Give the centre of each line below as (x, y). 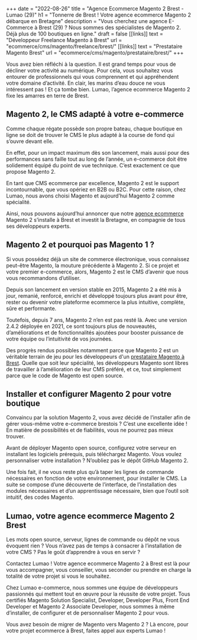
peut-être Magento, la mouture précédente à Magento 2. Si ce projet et (93, 265)
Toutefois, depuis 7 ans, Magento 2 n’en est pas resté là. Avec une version (97, 320)
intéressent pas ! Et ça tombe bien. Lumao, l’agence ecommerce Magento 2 (98, 89)
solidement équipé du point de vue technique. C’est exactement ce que (93, 165)
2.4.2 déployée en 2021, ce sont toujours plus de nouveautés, (81, 326)
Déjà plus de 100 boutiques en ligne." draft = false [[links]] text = (85, 34)
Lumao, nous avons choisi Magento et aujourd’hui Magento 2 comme (91, 196)
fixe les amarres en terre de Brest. (48, 95)
